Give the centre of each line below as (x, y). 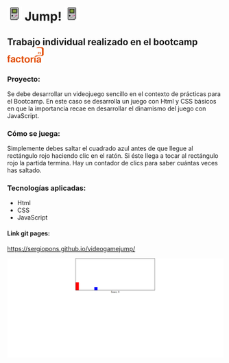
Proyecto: (24, 79)
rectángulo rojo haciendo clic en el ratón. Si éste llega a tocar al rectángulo (113, 156)
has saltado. (24, 170)
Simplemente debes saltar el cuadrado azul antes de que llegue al (100, 149)
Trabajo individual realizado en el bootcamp (103, 42)
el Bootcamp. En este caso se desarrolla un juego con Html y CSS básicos (112, 101)
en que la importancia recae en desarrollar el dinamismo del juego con (107, 108)
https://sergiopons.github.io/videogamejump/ (71, 248)
